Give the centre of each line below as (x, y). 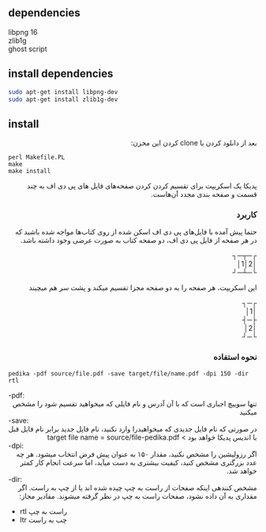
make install (30, 172)
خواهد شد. (242, 470)
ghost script (28, 49)
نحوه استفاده (235, 357)
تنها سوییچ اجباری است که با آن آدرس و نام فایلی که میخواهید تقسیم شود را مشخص (135, 403)
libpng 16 (23, 32)
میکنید (248, 412)
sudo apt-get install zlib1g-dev (63, 99)
